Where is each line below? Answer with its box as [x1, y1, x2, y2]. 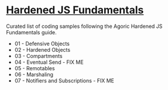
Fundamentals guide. [6, 28, 57, 35]
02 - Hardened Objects [14, 46, 71, 53]
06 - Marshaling [14, 71, 54, 78]
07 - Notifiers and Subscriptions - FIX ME [14, 77, 114, 84]
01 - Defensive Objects [14, 40, 70, 47]
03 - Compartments [14, 52, 63, 59]
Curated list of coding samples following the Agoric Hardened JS [6, 23, 163, 30]
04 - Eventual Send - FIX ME [14, 59, 84, 66]
